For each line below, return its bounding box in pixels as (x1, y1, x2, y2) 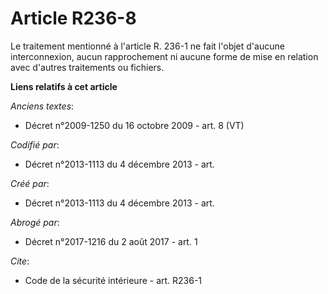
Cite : (10, 255, 30, 267)
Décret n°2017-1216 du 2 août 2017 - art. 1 (24, 235, 198, 247)
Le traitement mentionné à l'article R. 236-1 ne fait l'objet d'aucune (10, 40, 285, 52)
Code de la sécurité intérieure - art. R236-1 (24, 274, 203, 286)
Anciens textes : (10, 100, 75, 112)
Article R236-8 (10, 7, 137, 30)
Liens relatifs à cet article (10, 80, 118, 92)
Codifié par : (10, 138, 60, 151)
